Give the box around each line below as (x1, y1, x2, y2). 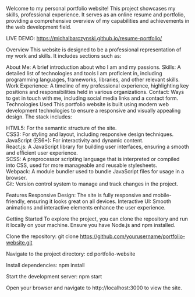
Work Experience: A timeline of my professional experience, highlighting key (6, 82, 189, 89)
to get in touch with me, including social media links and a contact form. (6, 95, 179, 102)
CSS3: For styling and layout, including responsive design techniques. (6, 131, 174, 138)
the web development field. (6, 23, 72, 30)
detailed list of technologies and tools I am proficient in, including (6, 70, 162, 76)
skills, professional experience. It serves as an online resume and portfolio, (6, 11, 185, 18)
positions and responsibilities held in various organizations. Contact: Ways (6, 89, 185, 95)
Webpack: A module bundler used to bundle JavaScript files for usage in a (6, 168, 185, 174)
